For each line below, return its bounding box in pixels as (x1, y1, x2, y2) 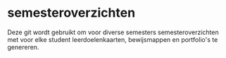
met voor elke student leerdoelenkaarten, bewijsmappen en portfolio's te (7, 35, 218, 43)
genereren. (7, 43, 39, 51)
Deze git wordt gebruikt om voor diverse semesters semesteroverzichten (7, 28, 220, 36)
